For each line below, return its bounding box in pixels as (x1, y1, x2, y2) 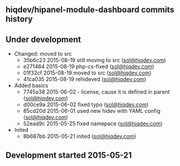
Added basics (14, 82, 49, 89)
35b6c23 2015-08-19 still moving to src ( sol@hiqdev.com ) (23, 57, 166, 64)
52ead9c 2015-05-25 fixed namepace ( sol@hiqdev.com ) (23, 120, 163, 127)
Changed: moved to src (14, 50, 72, 57)
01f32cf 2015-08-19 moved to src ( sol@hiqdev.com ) (23, 69, 152, 76)
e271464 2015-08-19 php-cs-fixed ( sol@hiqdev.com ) (23, 63, 154, 70)
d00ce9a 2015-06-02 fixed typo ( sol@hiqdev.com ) (23, 101, 149, 108)
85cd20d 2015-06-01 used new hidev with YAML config (23, 107, 161, 115)
